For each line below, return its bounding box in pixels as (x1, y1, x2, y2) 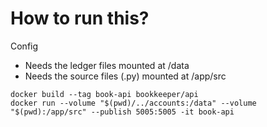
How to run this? (10, 7, 150, 30)
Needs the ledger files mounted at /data (24, 59, 190, 71)
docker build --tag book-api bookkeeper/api (10, 89, 199, 99)
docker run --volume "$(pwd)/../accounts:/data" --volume (10, 98, 257, 108)
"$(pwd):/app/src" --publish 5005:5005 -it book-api (10, 107, 235, 117)
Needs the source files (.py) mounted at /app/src (24, 70, 227, 82)
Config (10, 40, 39, 52)
